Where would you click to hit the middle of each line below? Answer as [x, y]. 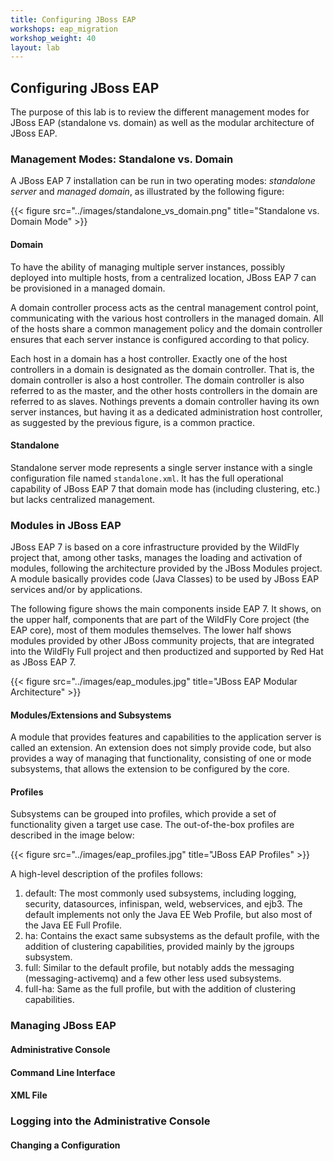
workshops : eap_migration [64, 29]
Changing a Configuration [65, 1145]
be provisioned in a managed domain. [88, 288]
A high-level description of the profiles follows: [106, 874]
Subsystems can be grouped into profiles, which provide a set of [143, 814]
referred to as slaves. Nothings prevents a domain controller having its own [165, 401]
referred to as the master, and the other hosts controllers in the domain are [164, 390]
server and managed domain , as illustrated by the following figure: [147, 192]
